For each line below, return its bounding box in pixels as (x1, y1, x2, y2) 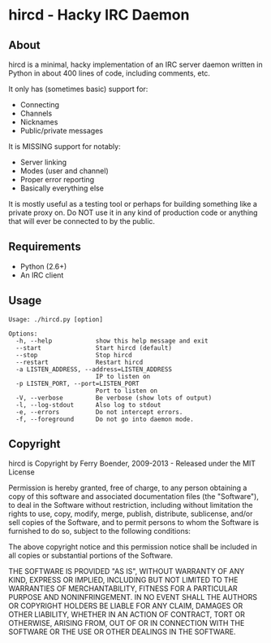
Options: (8, 330, 38, 338)
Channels (19, 108, 53, 118)
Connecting (19, 100, 59, 109)
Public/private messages (19, 126, 104, 135)
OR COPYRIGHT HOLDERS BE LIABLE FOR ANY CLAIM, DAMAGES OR (8, 601, 243, 611)
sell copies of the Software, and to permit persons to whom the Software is (8, 518, 260, 527)
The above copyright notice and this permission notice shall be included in (8, 542, 257, 552)
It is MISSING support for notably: (8, 142, 121, 151)
